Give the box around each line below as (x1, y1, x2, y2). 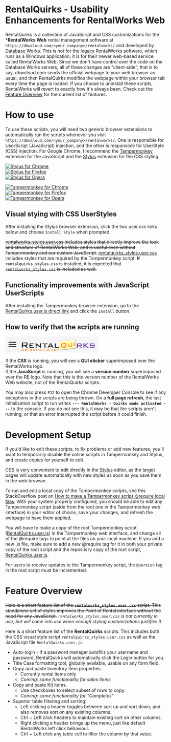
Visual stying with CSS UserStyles (5, 210, 117, 219)
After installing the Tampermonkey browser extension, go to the (5, 302, 139, 308)
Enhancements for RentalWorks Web (5, 14, 165, 26)
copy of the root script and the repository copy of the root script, (5, 546, 141, 553)
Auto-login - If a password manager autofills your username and (12, 649, 148, 655)
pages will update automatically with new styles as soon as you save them (5, 472, 162, 478)
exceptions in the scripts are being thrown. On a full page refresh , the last (5, 395, 161, 401)
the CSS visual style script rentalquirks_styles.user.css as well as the (5, 634, 156, 640)
